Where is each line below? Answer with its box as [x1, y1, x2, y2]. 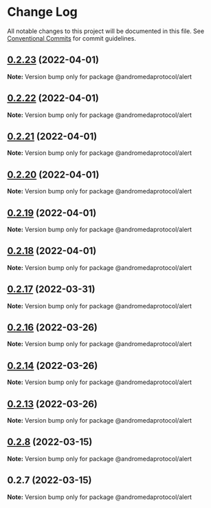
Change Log [7, 4, 78, 20]
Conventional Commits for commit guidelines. [7, 34, 136, 42]
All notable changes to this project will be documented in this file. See [7, 27, 205, 35]
